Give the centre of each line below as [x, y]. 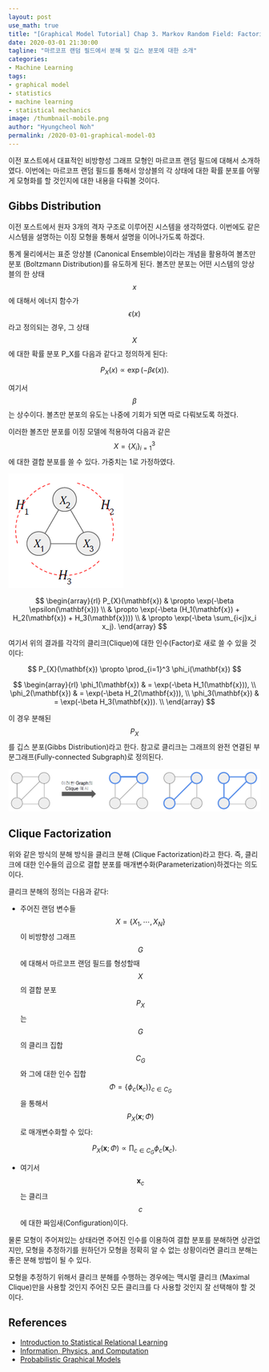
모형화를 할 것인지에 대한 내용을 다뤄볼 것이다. [88, 180]
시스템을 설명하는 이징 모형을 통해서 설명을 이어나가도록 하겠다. [107, 236]
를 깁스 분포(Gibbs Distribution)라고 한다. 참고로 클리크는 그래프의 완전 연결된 [130, 746]
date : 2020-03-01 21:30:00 [53, 43]
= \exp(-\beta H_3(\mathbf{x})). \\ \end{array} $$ [134, 701]
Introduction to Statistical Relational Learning [94, 1342]
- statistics [30, 93]
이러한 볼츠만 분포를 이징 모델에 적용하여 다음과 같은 [89, 432]
